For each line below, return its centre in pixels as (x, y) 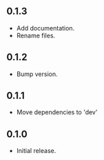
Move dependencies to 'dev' (57, 112)
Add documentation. (45, 28)
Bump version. (37, 74)
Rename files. (36, 35)
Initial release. (36, 151)
